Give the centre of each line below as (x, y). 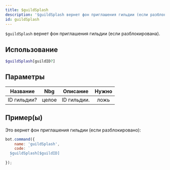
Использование (32, 49)
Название (22, 91)
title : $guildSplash (27, 10)
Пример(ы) (24, 118)
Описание (76, 91)
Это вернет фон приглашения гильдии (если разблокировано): (73, 130)
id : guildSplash (22, 19)
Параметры (25, 77)
